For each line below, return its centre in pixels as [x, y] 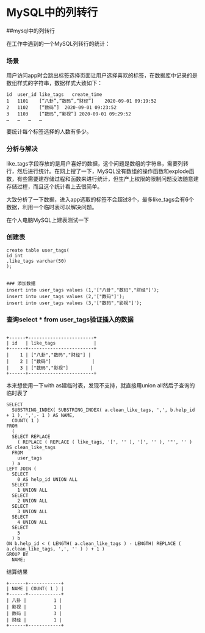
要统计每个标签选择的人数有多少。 [49, 131]
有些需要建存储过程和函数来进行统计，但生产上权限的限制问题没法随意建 [108, 178]
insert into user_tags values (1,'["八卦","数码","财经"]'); [83, 290]
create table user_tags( [38, 250]
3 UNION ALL [32, 512]
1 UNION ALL [32, 490]
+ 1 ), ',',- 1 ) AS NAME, [41, 415]
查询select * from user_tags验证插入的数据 [70, 320]
